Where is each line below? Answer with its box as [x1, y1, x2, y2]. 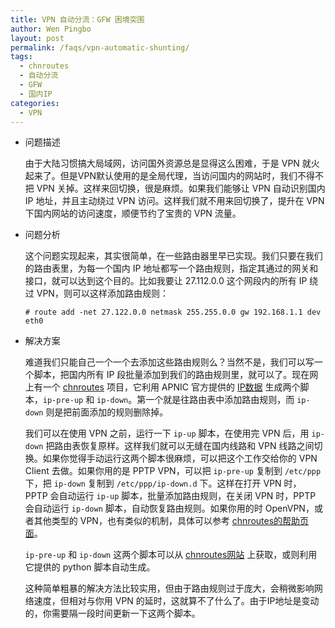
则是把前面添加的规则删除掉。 [45, 406, 169, 418]
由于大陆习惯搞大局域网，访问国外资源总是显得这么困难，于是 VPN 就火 [24, 157, 320, 170]
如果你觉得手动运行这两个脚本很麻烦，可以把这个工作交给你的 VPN [42, 452, 318, 465]
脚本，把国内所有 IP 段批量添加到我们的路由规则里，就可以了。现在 [33, 369, 310, 381]
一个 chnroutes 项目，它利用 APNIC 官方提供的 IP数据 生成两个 [42, 381, 301, 393]
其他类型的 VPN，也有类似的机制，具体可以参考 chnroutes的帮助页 [33, 515, 310, 527]
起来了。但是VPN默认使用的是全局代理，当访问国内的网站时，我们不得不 [24, 170, 324, 182]
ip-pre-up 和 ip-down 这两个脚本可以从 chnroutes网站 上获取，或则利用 [24, 549, 318, 561]
